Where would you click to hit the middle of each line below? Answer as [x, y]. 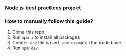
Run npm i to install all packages [46, 37]
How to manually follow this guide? [49, 21]
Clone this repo [28, 32]
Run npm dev [25, 48]
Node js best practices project [43, 8]
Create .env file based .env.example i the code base [67, 43]
